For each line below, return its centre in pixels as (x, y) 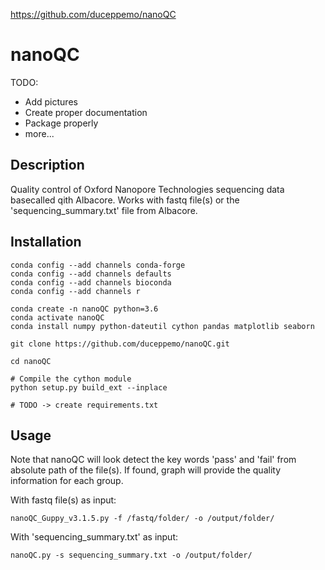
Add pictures (51, 101)
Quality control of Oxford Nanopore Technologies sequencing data (147, 189)
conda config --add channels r (75, 291)
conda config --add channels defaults (91, 274)
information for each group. (67, 481)
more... (39, 133)
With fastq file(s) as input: (63, 500)
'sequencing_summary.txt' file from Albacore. (104, 210)
